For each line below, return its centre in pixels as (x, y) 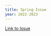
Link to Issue (18, 28)
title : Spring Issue (26, 10)
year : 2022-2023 (21, 14)
